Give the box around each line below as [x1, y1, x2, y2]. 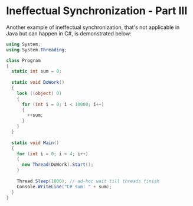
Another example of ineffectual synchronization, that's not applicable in [6, 24, 180, 31]
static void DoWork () [11, 80, 65, 86]
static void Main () [11, 140, 60, 146]
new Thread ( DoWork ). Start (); [21, 162, 94, 168]
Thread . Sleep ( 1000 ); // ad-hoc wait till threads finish [17, 178, 160, 184]
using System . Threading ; [6, 47, 67, 53]
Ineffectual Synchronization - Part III [6, 4, 188, 18]
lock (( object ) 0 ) [17, 90, 62, 96]
